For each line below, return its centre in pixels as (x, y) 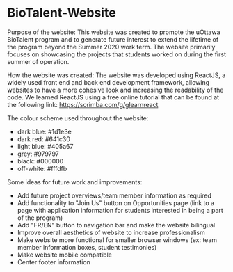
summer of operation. (38, 61)
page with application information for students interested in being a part (120, 210)
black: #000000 (40, 161)
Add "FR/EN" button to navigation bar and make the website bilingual (116, 225)
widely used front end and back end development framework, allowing (109, 82)
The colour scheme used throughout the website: (78, 118)
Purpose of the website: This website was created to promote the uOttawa (114, 32)
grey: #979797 (38, 154)
